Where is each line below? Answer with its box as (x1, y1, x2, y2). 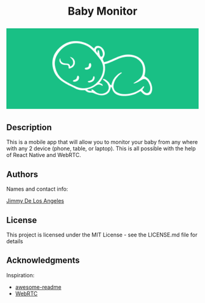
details (6, 237, 23, 245)
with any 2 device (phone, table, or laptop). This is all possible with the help (6, 145, 196, 152)
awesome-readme (15, 283, 62, 291)
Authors (6, 169, 38, 180)
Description (6, 122, 52, 133)
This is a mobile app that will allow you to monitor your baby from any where (6, 139, 198, 146)
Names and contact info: (6, 185, 68, 193)
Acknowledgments (6, 255, 81, 266)
